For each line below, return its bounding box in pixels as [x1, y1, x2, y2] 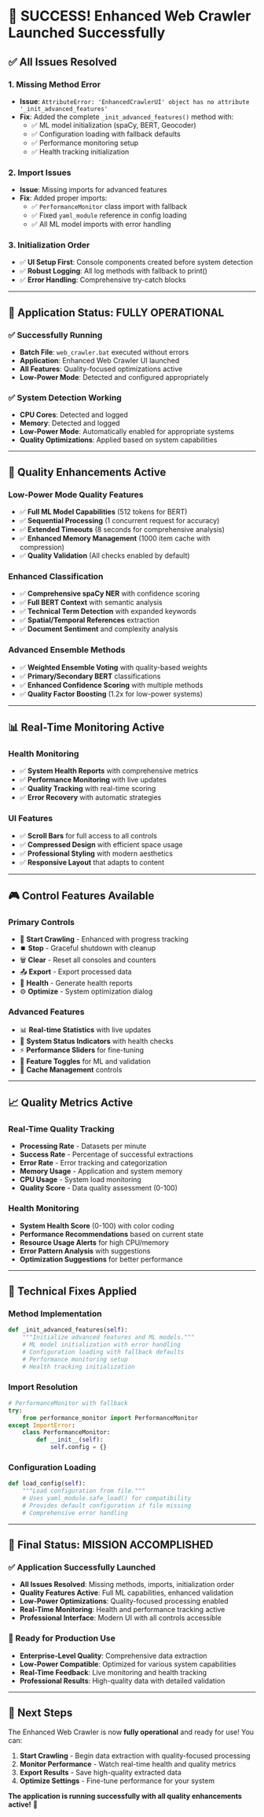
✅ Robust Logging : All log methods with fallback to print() [19, 266, 208, 276]
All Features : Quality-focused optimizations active [19, 364, 183, 373]
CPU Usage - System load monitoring [19, 1175, 141, 1184]
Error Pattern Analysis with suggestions [19, 1246, 151, 1255]
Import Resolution [8, 1381, 79, 1392]
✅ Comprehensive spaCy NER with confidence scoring [19, 589, 200, 598]
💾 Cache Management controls [19, 1065, 123, 1074]
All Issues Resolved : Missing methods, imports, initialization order [19, 1580, 234, 1589]
